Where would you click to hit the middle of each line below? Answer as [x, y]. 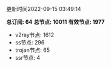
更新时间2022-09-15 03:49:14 [44, 9]
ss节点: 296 [30, 42]
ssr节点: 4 [28, 58]
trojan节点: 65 [32, 50]
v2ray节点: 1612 [35, 35]
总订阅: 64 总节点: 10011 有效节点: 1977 [55, 22]
